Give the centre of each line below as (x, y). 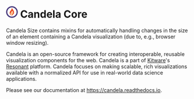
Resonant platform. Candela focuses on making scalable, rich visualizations (97, 66)
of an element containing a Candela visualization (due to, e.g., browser (91, 36)
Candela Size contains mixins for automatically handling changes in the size (97, 30)
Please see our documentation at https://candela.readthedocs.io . (84, 90)
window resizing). (27, 43)
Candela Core (54, 14)
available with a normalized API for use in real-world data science (85, 72)
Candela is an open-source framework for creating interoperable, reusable (96, 54)
